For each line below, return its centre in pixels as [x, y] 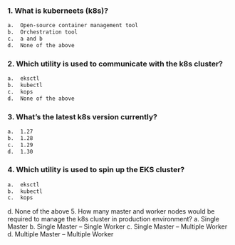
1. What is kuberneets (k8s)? [58, 11]
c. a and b [25, 39]
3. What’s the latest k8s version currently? [83, 116]
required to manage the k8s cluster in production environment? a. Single [113, 219]
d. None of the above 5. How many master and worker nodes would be [111, 211]
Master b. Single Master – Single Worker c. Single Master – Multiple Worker [117, 226]
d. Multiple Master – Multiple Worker [61, 234]
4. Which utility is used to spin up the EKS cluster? [96, 170]
